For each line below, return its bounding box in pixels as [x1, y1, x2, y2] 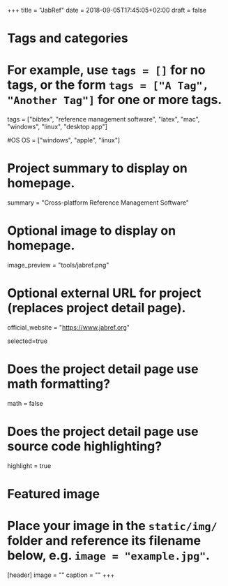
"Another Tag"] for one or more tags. [7, 92, 222, 108]
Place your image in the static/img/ [7, 518, 218, 534]
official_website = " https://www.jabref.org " [7, 323, 130, 331]
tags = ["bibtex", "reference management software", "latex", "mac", [7, 115, 200, 124]
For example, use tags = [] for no [7, 62, 206, 78]
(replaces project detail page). [7, 300, 186, 316]
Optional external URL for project [7, 286, 202, 301]
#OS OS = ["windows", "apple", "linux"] [7, 136, 121, 145]
